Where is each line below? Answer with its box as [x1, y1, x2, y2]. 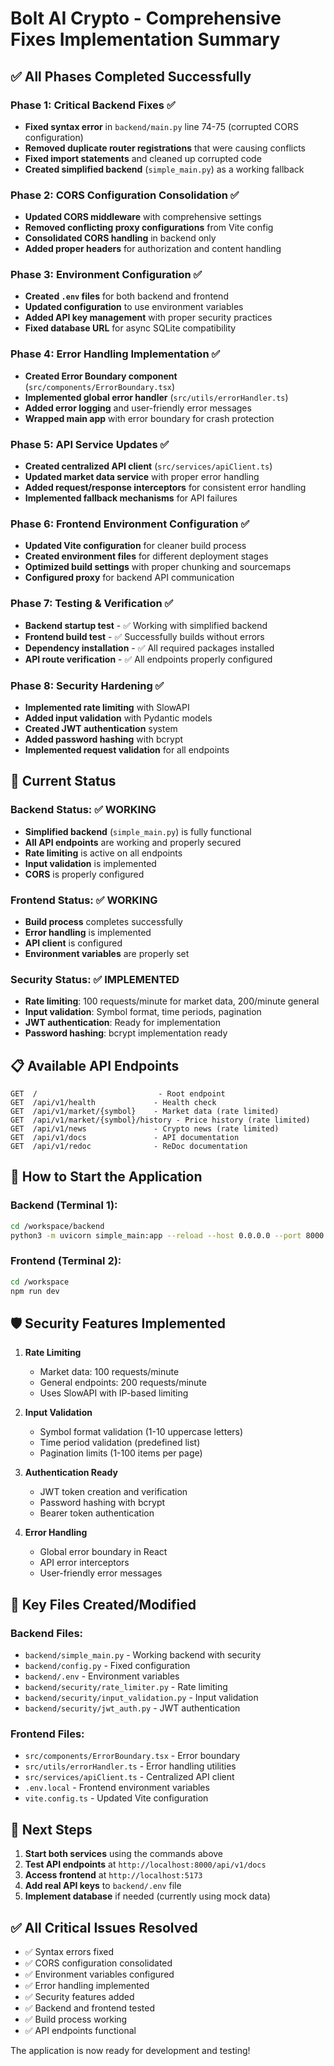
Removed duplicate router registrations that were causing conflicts [24, 142, 307, 154]
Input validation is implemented [24, 857, 157, 869]
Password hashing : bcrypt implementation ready [24, 1027, 228, 1039]
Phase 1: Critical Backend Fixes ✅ [10, 98, 176, 112]
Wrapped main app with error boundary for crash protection [24, 412, 275, 424]
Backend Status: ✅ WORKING [10, 803, 157, 817]
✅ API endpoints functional [24, 2024, 137, 2036]
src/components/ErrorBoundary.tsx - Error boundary [24, 1750, 241, 1762]
